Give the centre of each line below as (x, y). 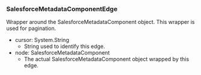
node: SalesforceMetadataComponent (62, 53)
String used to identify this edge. (64, 46)
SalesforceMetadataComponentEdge (62, 9)
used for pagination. (31, 28)
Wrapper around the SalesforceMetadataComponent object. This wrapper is (100, 22)
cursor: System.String (42, 40)
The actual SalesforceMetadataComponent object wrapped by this (107, 59)
